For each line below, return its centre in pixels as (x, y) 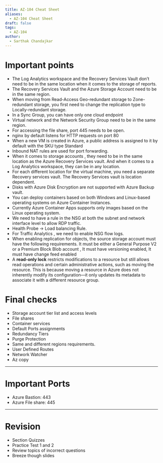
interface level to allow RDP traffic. (47, 223)
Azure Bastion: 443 (31, 397)
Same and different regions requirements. (54, 344)
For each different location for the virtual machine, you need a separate (83, 171)
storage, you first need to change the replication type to (90, 104)
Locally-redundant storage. (39, 109)
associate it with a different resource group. (56, 280)
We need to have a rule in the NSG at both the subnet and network (78, 218)
